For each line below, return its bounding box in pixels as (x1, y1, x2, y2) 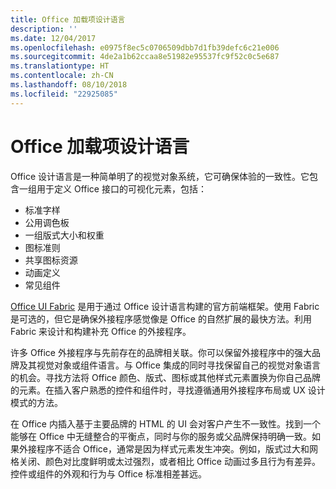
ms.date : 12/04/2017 (10, 33, 97, 43)
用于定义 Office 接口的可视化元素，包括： (36, 182, 207, 195)
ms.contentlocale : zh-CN (10, 71, 114, 81)
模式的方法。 (10, 396, 63, 408)
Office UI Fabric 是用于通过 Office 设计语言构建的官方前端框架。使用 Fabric (10, 300, 320, 312)
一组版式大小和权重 (24, 229, 105, 241)
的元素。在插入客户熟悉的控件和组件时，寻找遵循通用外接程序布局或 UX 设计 (10, 384, 326, 396)
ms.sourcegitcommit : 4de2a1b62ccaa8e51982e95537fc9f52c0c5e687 (10, 52, 280, 62)
